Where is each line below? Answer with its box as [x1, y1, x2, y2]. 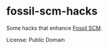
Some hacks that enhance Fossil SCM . [6, 24, 103, 32]
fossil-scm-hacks [6, 4, 98, 18]
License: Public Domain [6, 36, 66, 43]
